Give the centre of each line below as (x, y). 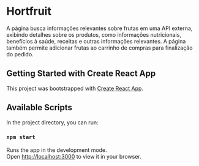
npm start (21, 137)
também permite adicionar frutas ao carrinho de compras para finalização (99, 48)
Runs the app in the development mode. (57, 150)
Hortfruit (29, 11)
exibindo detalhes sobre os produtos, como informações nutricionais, (94, 34)
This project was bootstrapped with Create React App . (75, 88)
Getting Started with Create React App (81, 74)
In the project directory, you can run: (52, 122)
